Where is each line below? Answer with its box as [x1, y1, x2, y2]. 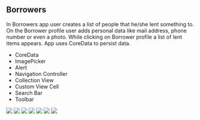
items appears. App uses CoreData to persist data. [6, 39, 131, 47]
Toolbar [14, 96, 34, 103]
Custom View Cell [14, 83, 59, 90]
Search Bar [14, 89, 43, 96]
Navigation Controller [14, 70, 68, 77]
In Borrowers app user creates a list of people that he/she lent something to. [6, 20, 195, 27]
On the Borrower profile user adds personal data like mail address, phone [6, 27, 187, 34]
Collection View [14, 76, 54, 84]
